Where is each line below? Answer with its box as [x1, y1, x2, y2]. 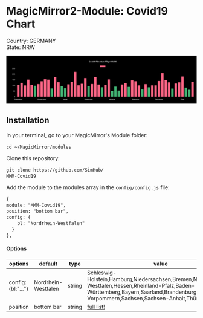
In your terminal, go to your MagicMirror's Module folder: [6, 131, 148, 138]
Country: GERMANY [6, 37, 56, 44]
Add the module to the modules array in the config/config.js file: [6, 183, 170, 191]
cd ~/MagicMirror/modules [6, 144, 71, 150]
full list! [87, 303, 106, 310]
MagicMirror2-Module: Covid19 [6, 4, 168, 18]
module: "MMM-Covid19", [6, 202, 66, 208]
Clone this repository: [6, 154, 60, 161]
